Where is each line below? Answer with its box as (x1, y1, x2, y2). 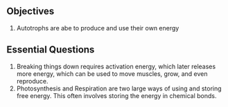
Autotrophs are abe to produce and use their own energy (16, 23, 179, 32)
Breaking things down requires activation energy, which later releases (16, 62, 216, 70)
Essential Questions (6, 44, 95, 56)
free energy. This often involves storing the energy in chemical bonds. (16, 91, 217, 99)
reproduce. (16, 77, 49, 85)
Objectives (6, 6, 55, 17)
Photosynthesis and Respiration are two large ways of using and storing (16, 84, 222, 93)
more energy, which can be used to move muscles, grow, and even (16, 69, 209, 78)
